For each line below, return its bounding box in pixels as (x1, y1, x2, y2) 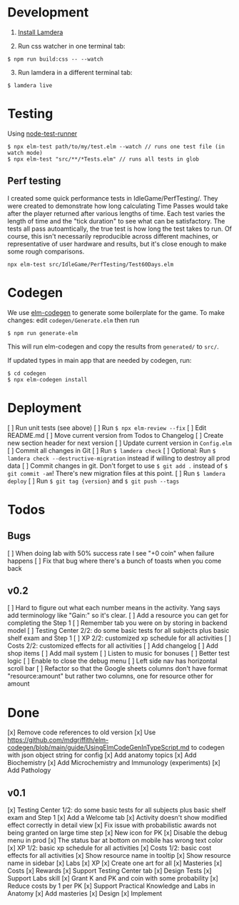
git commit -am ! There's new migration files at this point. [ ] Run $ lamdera (7, 469, 226, 477)
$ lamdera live (7, 81, 53, 89)
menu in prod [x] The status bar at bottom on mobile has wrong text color (7, 836, 223, 845)
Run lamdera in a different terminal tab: (17, 68, 133, 76)
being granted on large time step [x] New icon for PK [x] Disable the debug (7, 829, 228, 837)
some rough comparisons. (7, 247, 85, 256)
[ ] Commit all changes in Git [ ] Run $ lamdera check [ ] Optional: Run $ (7, 446, 216, 454)
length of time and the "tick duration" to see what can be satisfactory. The (7, 216, 225, 225)
